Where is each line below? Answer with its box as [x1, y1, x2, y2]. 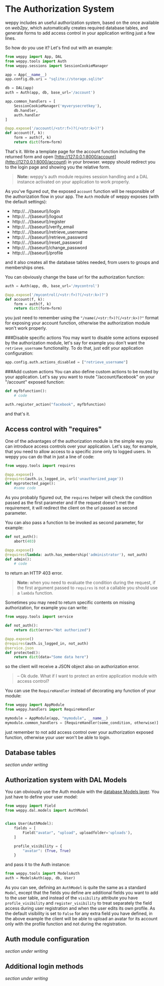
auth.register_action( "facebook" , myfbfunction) [5, 402, 106, 407]
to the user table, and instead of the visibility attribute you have [5, 895, 138, 901]
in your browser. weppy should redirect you [68, 159, 156, 165]
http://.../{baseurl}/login [12, 208, 60, 214]
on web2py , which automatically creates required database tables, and [5, 24, 148, 30]
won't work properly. [5, 325, 47, 331]
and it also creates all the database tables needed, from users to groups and [5, 259, 159, 265]
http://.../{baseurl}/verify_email [12, 224, 74, 230]
